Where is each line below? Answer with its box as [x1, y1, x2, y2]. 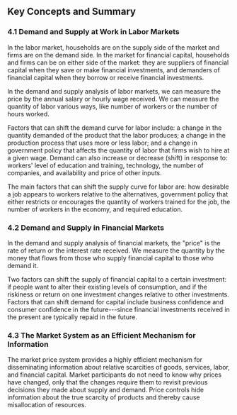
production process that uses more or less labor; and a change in [7, 138, 198, 147]
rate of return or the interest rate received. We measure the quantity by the [7, 246, 225, 255]
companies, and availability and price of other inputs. [7, 168, 163, 177]
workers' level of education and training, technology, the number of [7, 161, 204, 170]
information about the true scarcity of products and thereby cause [7, 393, 200, 402]
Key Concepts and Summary [7, 6, 137, 18]
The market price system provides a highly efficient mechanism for [7, 355, 203, 364]
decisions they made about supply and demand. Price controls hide [7, 386, 204, 394]
